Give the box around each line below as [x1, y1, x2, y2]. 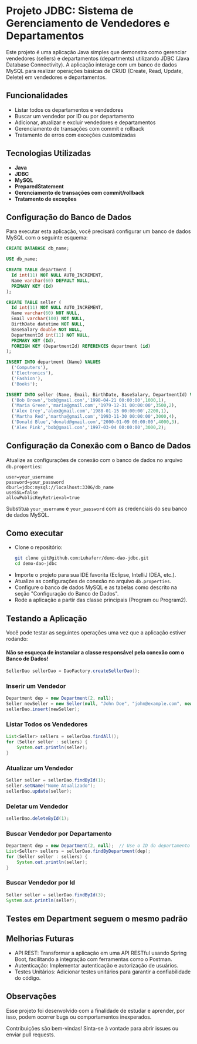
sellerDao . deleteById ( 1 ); [6, 815, 69, 822]
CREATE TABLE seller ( [6, 299, 62, 305]
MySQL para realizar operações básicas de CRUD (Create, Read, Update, [6, 67, 184, 74]
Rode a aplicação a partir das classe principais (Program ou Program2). [14, 596, 188, 604]
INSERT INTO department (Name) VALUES [6, 359, 101, 365]
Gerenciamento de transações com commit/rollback [14, 189, 145, 196]
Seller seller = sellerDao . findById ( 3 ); [6, 892, 107, 898]
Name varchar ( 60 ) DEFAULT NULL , [11, 278, 91, 284]
